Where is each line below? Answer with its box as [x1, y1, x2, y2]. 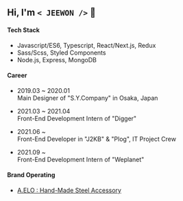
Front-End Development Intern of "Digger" [16, 114, 137, 122]
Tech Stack [7, 25, 40, 34]
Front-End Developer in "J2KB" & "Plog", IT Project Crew [16, 135, 177, 143]
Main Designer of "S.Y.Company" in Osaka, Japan [16, 94, 158, 102]
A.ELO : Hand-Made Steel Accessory [16, 186, 122, 194]
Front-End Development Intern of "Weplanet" [16, 155, 145, 163]
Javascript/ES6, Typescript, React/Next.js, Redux [16, 41, 156, 49]
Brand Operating [7, 171, 56, 179]
